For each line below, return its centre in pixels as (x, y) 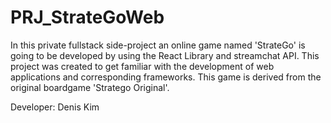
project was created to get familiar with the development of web (142, 66)
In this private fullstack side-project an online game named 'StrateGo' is (158, 45)
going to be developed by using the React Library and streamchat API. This (165, 55)
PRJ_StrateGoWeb (87, 17)
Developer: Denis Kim (55, 107)
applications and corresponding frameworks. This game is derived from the (166, 77)
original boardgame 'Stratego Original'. (90, 87)
